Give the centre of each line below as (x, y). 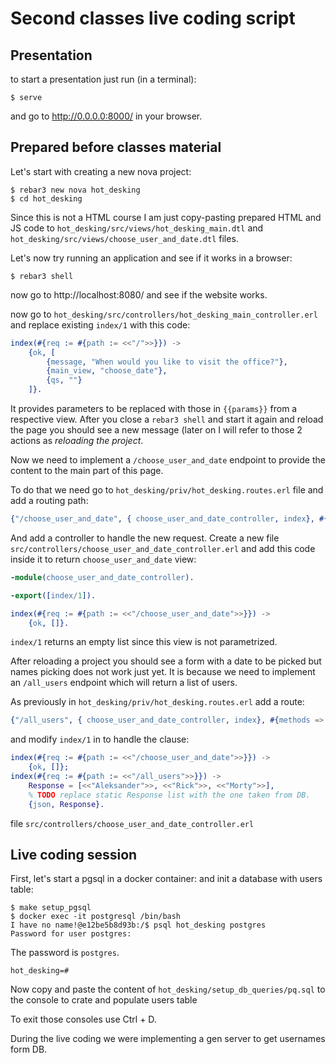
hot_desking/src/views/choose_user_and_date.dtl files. (124, 238)
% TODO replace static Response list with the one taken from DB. (169, 795)
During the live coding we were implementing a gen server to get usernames (168, 1039)
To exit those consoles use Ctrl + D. (83, 1019)
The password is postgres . (65, 953)
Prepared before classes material (116, 147)
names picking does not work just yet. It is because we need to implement (163, 672)
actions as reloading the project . (77, 441)
